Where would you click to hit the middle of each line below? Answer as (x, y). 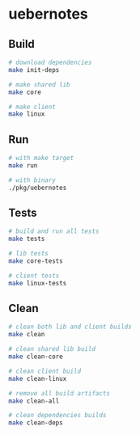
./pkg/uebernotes (38, 188)
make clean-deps (36, 423)
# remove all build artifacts (59, 393)
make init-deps (34, 70)
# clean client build (45, 371)
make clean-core (36, 357)
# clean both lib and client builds (70, 327)
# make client (32, 107)
